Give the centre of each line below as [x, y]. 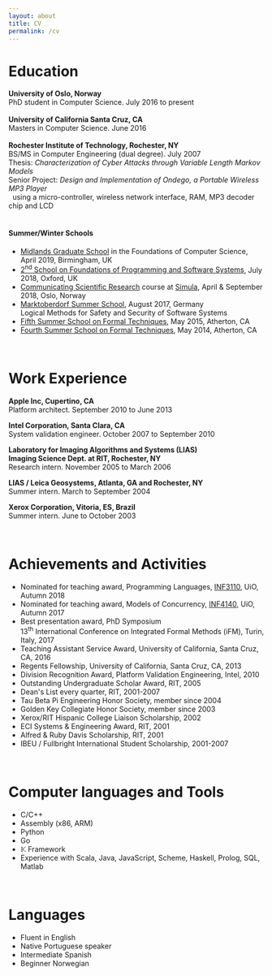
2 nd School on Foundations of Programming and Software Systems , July [141, 269]
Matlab [32, 866]
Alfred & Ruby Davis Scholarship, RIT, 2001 [92, 735]
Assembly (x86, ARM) [56, 823]
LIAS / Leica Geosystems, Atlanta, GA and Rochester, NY [106, 483]
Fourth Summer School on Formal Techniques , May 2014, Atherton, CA [138, 330]
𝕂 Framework [43, 849]
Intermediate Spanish [56, 954]
